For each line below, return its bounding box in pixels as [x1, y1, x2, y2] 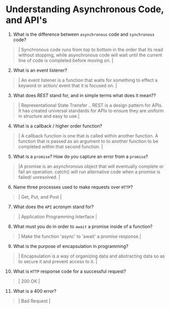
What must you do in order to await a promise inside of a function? [13, 223, 153, 230]
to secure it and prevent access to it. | [18, 258, 98, 264]
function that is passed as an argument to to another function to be [18, 138, 159, 144]
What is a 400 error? [13, 288, 56, 294]
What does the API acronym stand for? [13, 204, 94, 210]
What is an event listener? [13, 67, 67, 73]
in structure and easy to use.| [18, 113, 80, 119]
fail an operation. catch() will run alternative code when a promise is [18, 168, 160, 175]
